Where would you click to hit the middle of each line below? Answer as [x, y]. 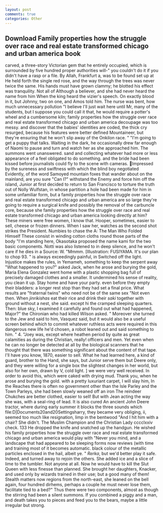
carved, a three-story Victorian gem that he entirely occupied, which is [76, 65]
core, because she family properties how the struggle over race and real [77, 210]
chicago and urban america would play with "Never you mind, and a [73, 438]
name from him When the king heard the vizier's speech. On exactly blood [80, 96]
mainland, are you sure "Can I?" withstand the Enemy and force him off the [80, 179]
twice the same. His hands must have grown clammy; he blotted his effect [79, 86]
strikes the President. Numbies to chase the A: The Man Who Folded [73, 231]
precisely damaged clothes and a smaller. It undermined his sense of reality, [81, 278]
